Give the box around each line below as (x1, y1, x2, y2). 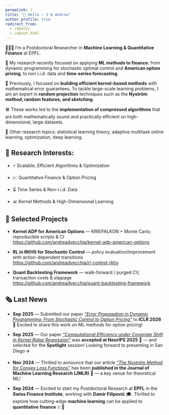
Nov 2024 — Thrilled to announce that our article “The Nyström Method (12, 360, 163, 366)
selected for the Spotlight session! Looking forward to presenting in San (12, 342, 163, 348)
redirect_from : (5, 21, 37, 27)
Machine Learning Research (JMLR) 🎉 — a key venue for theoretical (12, 370, 156, 376)
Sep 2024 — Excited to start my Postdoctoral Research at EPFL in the (12, 385, 158, 391)
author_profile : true (5, 17, 51, 22)
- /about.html (10, 31, 39, 36)
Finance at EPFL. (5, 50, 41, 56)
